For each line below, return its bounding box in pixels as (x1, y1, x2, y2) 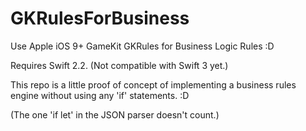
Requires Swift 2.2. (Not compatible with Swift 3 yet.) (10, 59, 229, 71)
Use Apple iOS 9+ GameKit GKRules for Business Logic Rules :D (10, 40, 275, 52)
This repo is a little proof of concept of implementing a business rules (10, 78, 297, 91)
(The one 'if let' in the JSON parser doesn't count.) (10, 108, 220, 121)
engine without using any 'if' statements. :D (10, 89, 190, 101)
